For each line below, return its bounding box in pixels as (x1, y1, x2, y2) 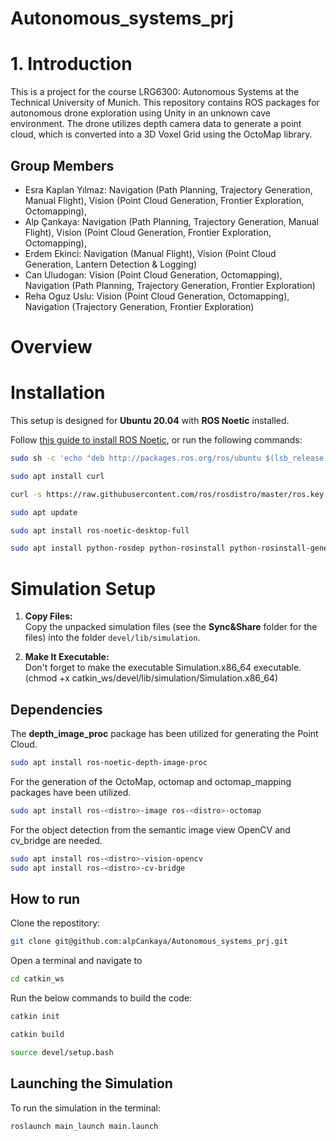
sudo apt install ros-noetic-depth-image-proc (10, 758, 208, 768)
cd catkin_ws (10, 974, 65, 984)
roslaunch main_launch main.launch (10, 1121, 159, 1131)
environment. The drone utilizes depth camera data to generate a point (10, 118, 302, 130)
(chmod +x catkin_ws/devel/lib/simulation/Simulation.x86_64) (24, 672, 278, 684)
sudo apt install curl (10, 471, 105, 481)
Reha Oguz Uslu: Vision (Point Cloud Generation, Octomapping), (24, 290, 290, 302)
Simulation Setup (10, 577, 157, 600)
